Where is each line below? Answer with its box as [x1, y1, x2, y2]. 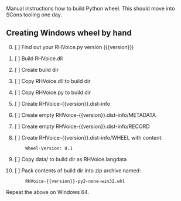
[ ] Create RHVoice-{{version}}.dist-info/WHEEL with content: [14, 134, 163, 141]
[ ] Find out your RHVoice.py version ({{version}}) [14, 43, 134, 50]
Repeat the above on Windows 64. [6, 188, 90, 195]
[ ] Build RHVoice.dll [14, 55, 63, 62]
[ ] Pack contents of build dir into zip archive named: [14, 167, 141, 174]
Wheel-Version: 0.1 [25, 145, 73, 151]
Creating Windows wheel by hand [6, 28, 132, 38]
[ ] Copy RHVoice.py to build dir [14, 89, 91, 96]
